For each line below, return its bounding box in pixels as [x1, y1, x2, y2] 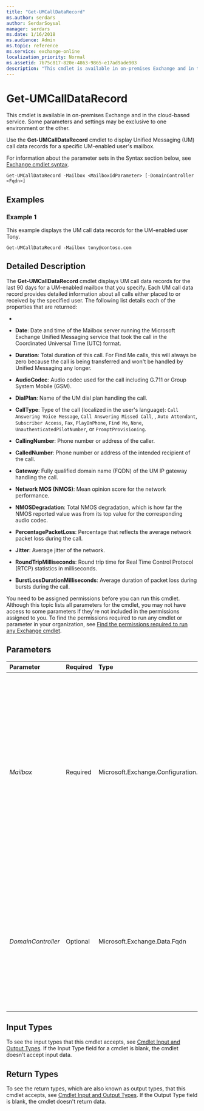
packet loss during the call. [15, 535, 83, 542]
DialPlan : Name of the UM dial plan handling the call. [15, 394, 148, 402]
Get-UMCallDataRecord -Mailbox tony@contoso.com [6, 245, 132, 251]
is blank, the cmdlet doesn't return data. [6, 1098, 106, 1106]
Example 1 [6, 213, 37, 221]
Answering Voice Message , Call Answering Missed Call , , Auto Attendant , [15, 412, 197, 420]
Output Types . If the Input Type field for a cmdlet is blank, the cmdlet [6, 1045, 179, 1052]
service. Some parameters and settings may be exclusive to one [6, 118, 167, 125]
